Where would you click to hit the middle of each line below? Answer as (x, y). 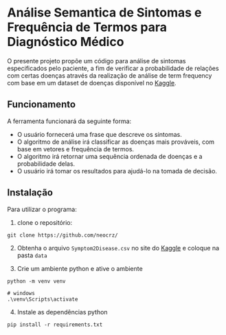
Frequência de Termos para (87, 27)
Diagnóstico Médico (66, 42)
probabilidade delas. (46, 164)
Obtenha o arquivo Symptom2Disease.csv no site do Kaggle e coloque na (118, 248)
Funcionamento (42, 105)
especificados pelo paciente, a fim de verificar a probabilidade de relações (113, 68)
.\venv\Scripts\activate (43, 299)
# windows (21, 293)
